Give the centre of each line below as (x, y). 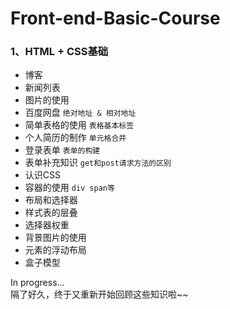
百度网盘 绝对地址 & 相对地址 (80, 113)
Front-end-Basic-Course (115, 18)
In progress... (37, 283)
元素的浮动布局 (55, 250)
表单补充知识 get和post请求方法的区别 (98, 163)
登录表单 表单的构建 (62, 150)
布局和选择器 (51, 200)
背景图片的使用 (55, 238)
